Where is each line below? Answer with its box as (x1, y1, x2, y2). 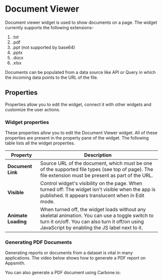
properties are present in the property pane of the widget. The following (5, 135, 149, 141)
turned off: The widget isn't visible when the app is (40, 186, 156, 193)
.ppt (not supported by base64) (12, 44, 75, 50)
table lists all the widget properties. (5, 140, 75, 146)
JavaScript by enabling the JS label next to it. (40, 225, 143, 231)
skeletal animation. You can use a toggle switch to (40, 212, 154, 219)
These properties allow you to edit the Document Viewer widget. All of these (5, 130, 158, 136)
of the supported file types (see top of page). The (40, 166, 153, 173)
